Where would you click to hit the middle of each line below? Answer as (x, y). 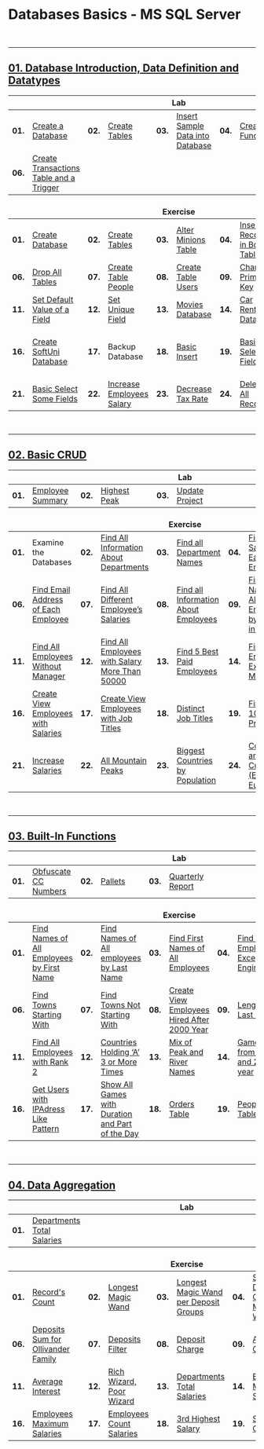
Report (181, 887)
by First (46, 968)
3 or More (119, 1062)
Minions (191, 240)
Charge (190, 1349)
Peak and (186, 1052)
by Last (114, 968)
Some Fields (55, 398)
